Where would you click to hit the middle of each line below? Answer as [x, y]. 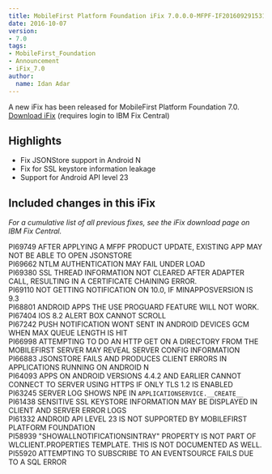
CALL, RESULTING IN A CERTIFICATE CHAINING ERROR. [103, 281]
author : [21, 76]
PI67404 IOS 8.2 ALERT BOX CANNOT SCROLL [87, 316]
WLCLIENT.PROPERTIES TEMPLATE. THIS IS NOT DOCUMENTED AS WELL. [135, 445]
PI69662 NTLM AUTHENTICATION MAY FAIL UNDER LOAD [107, 264]
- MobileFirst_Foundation [52, 53]
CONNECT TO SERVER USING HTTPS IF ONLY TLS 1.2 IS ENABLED [121, 385]
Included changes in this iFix [82, 203]
